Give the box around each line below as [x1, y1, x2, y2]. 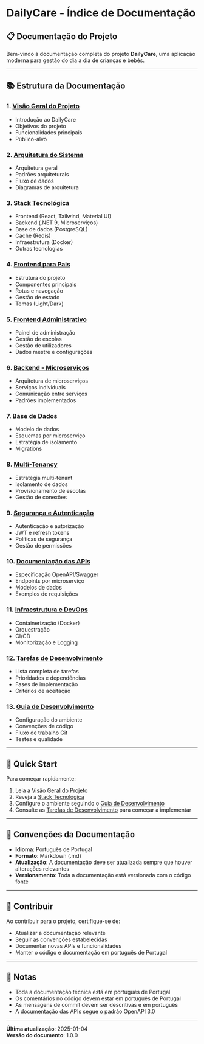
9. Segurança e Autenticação [6, 509, 94, 517]
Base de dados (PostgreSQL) [15, 226, 88, 233]
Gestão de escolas [15, 335, 62, 343]
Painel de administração [15, 329, 76, 336]
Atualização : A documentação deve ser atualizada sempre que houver [15, 858, 192, 866]
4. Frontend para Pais [6, 260, 71, 269]
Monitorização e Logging [15, 639, 78, 646]
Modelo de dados [15, 426, 59, 433]
